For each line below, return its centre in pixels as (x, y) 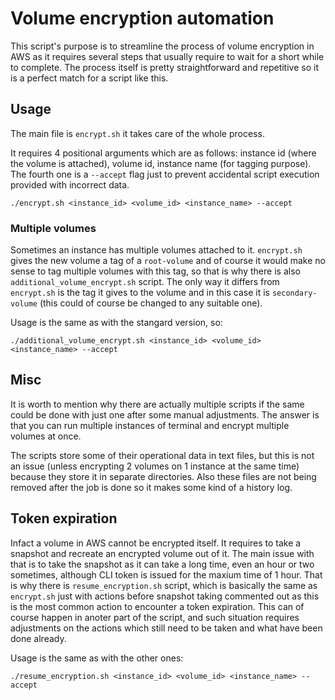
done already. (38, 638)
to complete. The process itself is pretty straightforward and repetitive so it (164, 67)
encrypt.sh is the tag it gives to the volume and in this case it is (140, 293)
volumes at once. (46, 436)
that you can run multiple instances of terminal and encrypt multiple (150, 425)
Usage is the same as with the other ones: (97, 658)
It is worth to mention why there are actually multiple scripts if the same (157, 404)
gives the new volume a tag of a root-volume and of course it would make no (168, 261)
